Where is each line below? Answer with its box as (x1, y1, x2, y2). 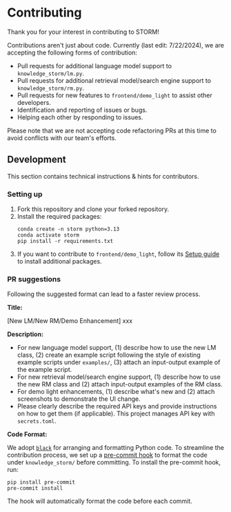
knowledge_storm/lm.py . (17, 69, 85, 77)
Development (7, 154, 67, 166)
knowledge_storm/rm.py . (17, 83, 85, 92)
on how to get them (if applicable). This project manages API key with (17, 409, 215, 418)
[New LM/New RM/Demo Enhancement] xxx (7, 317, 133, 325)
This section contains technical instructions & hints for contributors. (7, 172, 199, 180)
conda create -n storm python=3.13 (17, 226, 120, 233)
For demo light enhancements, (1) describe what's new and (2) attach (17, 388, 215, 396)
